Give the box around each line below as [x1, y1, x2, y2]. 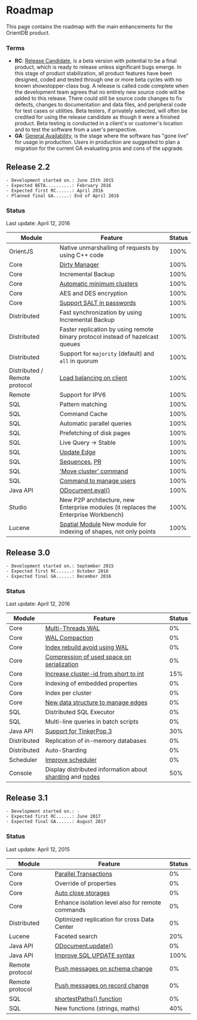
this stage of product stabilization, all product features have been [14, 70, 172, 77]
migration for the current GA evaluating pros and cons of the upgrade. [14, 145, 184, 152]
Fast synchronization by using [59, 308, 142, 316]
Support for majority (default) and [59, 349, 154, 358]
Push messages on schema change [55, 964, 152, 972]
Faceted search [55, 932, 98, 940]
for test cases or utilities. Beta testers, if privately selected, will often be [14, 107, 188, 115]
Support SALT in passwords [59, 299, 137, 307]
